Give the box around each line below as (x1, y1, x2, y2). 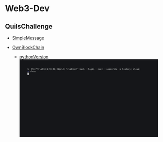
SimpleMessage (12, 35, 45, 41)
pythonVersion (19, 54, 49, 60)
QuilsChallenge (5, 22, 53, 31)
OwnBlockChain (12, 45, 45, 50)
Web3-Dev (5, 3, 50, 14)
